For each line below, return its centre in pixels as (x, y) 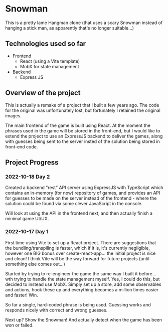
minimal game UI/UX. (27, 219)
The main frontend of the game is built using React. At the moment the (78, 125)
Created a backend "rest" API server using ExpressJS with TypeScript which (84, 188)
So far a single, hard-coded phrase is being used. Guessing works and (78, 304)
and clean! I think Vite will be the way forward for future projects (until (77, 258)
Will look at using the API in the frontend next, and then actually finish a (79, 213)
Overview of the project (43, 93)
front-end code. (22, 146)
